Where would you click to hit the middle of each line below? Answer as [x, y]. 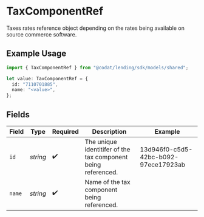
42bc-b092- [159, 157]
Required [65, 131]
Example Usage [36, 54]
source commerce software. [42, 34]
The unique [101, 142]
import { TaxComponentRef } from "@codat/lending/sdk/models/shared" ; [97, 67]
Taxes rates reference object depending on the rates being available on [96, 28]
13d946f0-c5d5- [166, 149]
